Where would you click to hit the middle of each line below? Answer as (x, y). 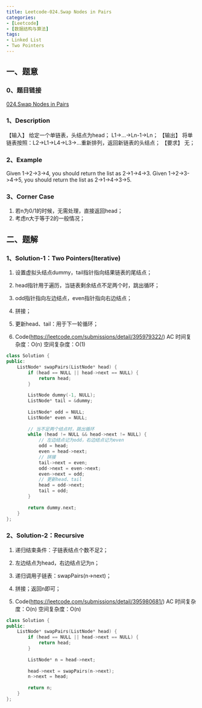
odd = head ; (53, 446)
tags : (13, 34)
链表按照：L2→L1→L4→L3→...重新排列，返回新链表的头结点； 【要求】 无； (101, 142)
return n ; (40, 688)
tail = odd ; (53, 491)
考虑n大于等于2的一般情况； (50, 218)
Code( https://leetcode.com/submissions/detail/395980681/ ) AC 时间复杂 (106, 601)
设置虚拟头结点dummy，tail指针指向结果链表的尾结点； (84, 272)
